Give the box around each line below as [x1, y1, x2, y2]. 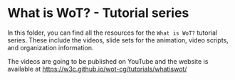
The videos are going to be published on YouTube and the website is [7, 57, 209, 65]
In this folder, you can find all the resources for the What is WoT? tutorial [7, 28, 218, 37]
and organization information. [7, 43, 94, 52]
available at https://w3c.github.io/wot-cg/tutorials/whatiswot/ [7, 64, 187, 73]
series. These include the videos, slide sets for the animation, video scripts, [7, 35, 229, 44]
